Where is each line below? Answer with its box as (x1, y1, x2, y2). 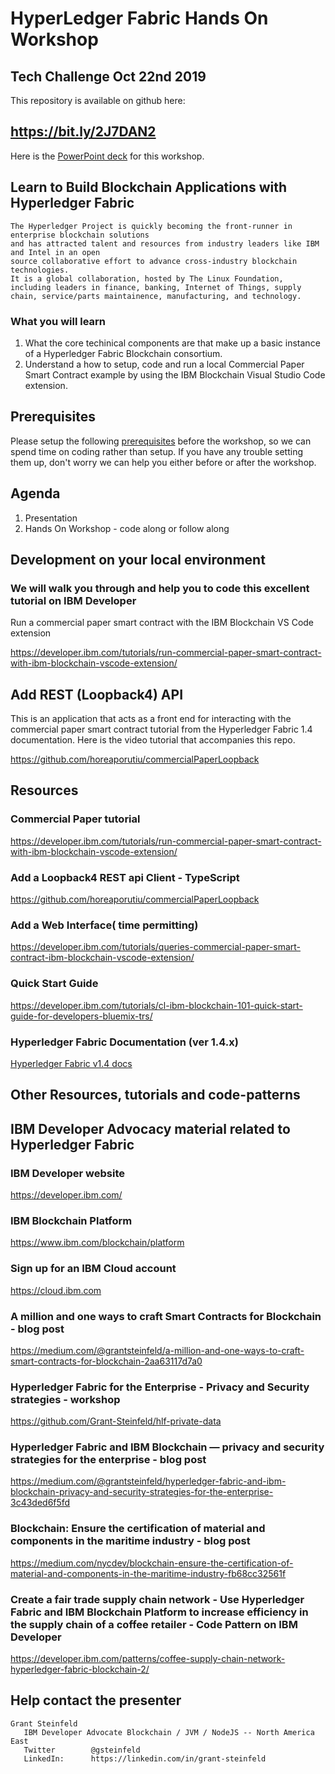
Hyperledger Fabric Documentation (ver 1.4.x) (10, 1035, 239, 1049)
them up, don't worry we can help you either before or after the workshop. (10, 456, 317, 468)
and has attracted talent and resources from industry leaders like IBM (10, 238, 320, 249)
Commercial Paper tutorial (10, 812, 141, 826)
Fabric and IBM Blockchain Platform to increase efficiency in (10, 1605, 309, 1619)
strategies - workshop (10, 1392, 121, 1406)
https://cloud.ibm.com (10, 1284, 102, 1296)
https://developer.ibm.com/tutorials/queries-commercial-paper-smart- (10, 941, 302, 953)
